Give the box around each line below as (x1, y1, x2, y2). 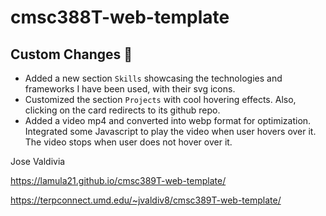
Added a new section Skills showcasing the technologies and (24, 72, 283, 84)
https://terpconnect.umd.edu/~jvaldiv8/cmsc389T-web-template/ (10, 194, 282, 206)
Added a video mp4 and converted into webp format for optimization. (24, 115, 312, 126)
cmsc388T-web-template (10, 6, 230, 29)
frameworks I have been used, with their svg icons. (24, 83, 236, 95)
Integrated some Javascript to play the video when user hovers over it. (24, 126, 317, 137)
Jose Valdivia (10, 156, 66, 167)
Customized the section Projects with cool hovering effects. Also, (24, 94, 297, 105)
